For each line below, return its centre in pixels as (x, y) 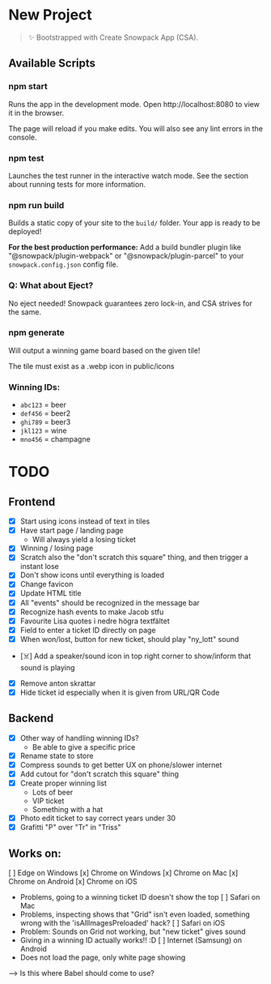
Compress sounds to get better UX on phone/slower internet (121, 764)
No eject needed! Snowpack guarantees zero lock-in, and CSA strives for (130, 303)
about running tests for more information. (77, 184)
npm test (26, 158)
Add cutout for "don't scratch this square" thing (100, 774)
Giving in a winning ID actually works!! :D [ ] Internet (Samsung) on (131, 940)
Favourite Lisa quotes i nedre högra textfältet (95, 621)
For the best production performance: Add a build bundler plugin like (125, 247)
